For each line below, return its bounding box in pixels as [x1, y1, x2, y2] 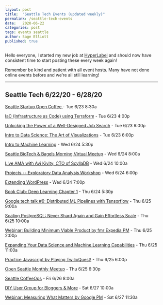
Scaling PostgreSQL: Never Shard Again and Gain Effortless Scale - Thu [5, 212, 149, 218]
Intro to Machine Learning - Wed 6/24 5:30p [5, 141, 94, 147]
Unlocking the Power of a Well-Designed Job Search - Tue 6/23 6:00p [5, 122, 146, 128]
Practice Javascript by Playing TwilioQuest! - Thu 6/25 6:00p [5, 256, 127, 262]
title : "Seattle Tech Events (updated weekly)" [5, 12, 105, 17]
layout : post [5, 7, 32, 12]
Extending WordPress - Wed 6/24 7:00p [5, 179, 85, 185]
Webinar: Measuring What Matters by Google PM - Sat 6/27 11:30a [5, 294, 138, 300]
